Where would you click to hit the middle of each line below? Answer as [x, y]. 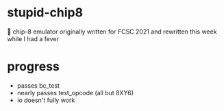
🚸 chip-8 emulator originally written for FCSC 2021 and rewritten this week [112, 32]
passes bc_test [38, 85]
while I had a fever [33, 38]
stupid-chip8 [45, 13]
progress [33, 67]
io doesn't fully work [46, 100]
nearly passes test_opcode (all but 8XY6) [75, 92]
